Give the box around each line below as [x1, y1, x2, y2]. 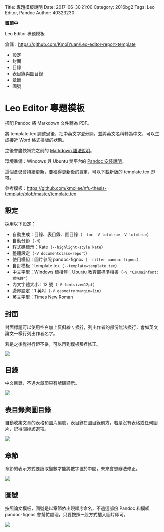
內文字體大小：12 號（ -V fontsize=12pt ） [12, 281, 98, 287]
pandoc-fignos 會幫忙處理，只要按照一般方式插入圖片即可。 [5, 511, 128, 517]
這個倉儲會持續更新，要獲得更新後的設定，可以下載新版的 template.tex [5, 169, 150, 175]
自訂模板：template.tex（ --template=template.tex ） [12, 262, 120, 268]
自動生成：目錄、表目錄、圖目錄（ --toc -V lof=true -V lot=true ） [12, 231, 152, 237]
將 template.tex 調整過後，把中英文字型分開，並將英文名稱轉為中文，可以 [5, 130, 155, 136]
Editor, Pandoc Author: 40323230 [5, 10, 75, 16]
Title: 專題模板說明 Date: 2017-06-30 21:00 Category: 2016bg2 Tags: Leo [5, 4, 155, 10]
